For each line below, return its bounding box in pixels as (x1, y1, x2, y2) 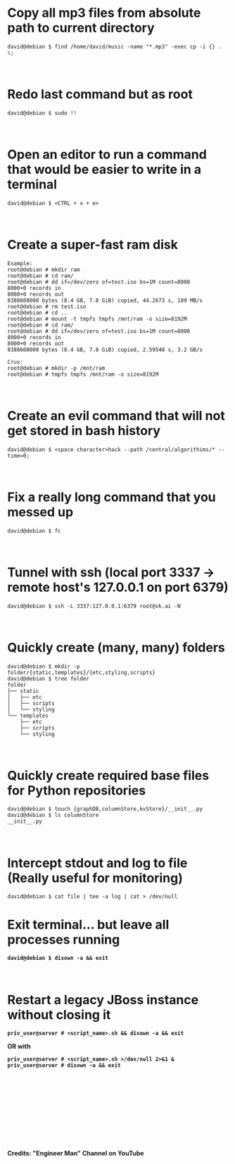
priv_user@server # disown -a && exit (7, 1062, 121, 1069)
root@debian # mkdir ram (7, 266, 80, 273)
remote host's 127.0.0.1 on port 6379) (7, 579, 229, 595)
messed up (7, 504, 74, 520)
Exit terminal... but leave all (7, 916, 170, 932)
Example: (7, 260, 33, 267)
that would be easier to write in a (7, 162, 202, 177)
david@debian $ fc (7, 527, 61, 534)
